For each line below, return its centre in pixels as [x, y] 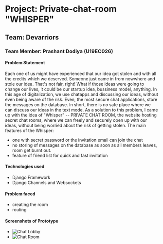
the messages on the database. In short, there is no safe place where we [78, 104]
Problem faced [20, 194]
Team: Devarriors [32, 37]
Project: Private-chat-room [61, 9]
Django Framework [31, 177]
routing [19, 210]
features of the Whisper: [29, 131]
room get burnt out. [32, 150]
